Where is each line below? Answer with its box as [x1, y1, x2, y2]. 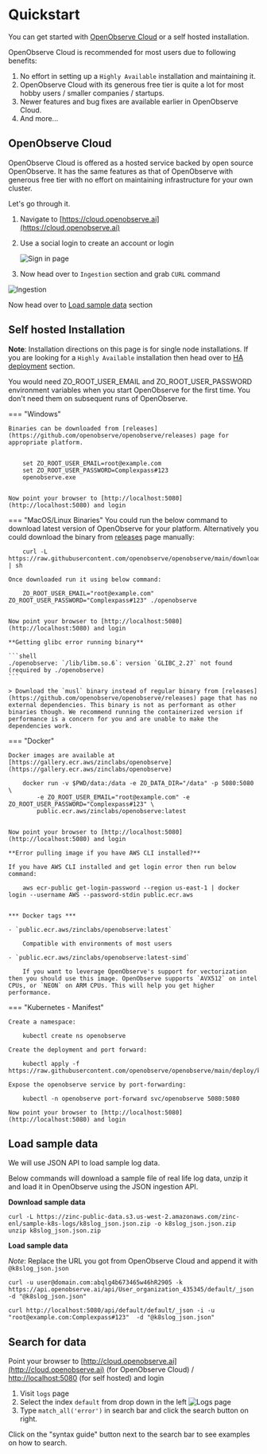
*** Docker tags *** [8, 911, 77, 920]
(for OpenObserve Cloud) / [106, 1365, 195, 1374]
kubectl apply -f [22, 1059, 80, 1067]
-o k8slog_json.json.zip [153, 1220, 237, 1228]
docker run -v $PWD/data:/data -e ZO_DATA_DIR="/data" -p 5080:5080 [22, 779, 254, 787]
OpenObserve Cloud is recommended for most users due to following [8, 47, 236, 57]
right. [19, 1414, 38, 1424]
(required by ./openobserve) [8, 666, 105, 674]
